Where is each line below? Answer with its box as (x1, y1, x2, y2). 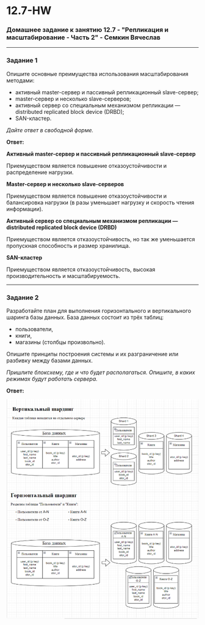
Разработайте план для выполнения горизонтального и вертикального (6, 307, 192, 315)
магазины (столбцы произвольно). (15, 339, 106, 346)
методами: (6, 77, 35, 84)
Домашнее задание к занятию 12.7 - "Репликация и (6, 26, 169, 34)
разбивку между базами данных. (6, 357, 93, 364)
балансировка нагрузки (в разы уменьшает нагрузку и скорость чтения (6, 198, 195, 206)
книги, (15, 332, 32, 340)
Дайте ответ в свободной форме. (6, 126, 94, 133)
